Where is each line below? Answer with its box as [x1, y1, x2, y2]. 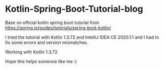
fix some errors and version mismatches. [5, 39, 88, 45]
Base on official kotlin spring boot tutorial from [5, 20, 100, 25]
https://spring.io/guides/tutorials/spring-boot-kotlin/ [5, 24, 111, 30]
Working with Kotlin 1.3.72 [5, 49, 58, 55]
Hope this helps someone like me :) [5, 58, 77, 64]
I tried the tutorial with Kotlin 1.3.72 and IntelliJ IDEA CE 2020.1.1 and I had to [5, 34, 159, 40]
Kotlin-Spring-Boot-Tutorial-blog [5, 3, 143, 15]
